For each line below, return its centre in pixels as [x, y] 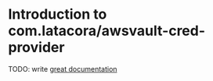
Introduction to [58, 14]
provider [36, 48]
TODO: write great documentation [63, 69]
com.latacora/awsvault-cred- [107, 31]
